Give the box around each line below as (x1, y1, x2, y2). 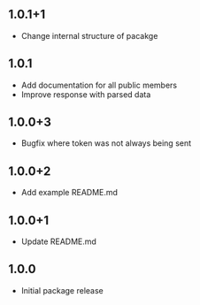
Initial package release (20, 285, 104, 295)
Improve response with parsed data (20, 88, 151, 100)
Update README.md (20, 236, 96, 247)
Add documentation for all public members (20, 80, 178, 90)
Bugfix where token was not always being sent (20, 138, 192, 149)
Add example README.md (20, 187, 119, 198)
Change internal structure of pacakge (20, 30, 158, 41)
